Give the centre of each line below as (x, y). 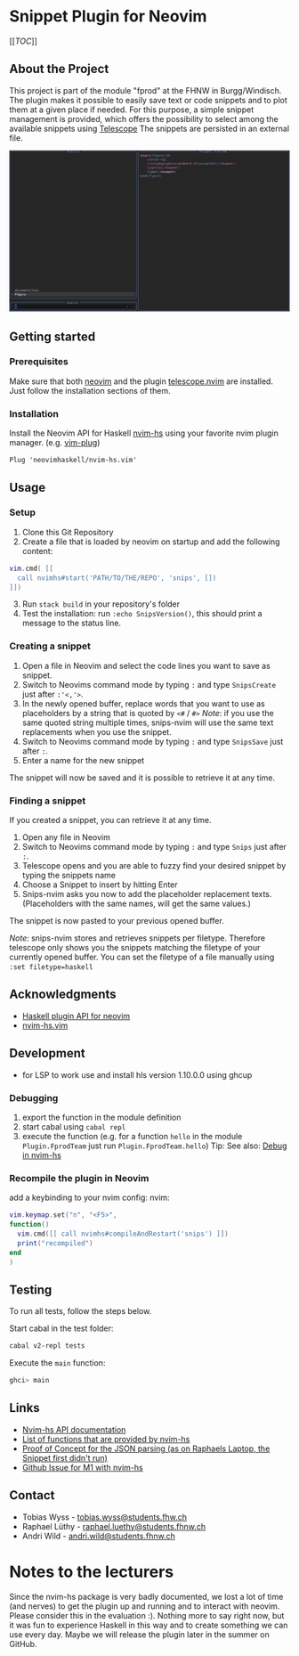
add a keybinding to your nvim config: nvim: (90, 1198)
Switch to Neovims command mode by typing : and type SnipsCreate (149, 684)
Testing (31, 1289)
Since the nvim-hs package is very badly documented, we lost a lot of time (146, 1596)
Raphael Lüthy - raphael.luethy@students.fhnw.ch (114, 1526)
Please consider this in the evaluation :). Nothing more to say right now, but (147, 1615)
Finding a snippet (48, 801)
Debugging (34, 1097)
